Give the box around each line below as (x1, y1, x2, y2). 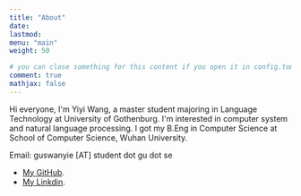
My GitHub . (21, 166, 65, 177)
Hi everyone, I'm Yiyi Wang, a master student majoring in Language (9, 104, 258, 115)
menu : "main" (9, 38, 58, 47)
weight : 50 (9, 47, 50, 55)
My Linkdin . (21, 176, 65, 187)
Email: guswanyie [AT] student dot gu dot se (9, 149, 173, 160)
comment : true (9, 71, 63, 81)
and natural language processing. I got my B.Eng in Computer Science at (9, 123, 278, 133)
